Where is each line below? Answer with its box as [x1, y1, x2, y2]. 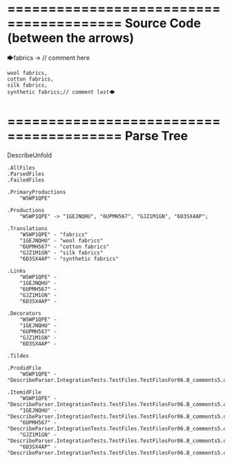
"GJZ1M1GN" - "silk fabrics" [19, 249, 104, 256]
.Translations [7, 225, 48, 232]
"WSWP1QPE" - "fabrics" [19, 231, 88, 238]
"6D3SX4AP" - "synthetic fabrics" [19, 255, 119, 262]
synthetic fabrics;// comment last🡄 [7, 88, 115, 96]
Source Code [124, 15, 202, 31]
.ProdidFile [7, 365, 41, 372]
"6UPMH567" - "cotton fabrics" [19, 243, 110, 250]
